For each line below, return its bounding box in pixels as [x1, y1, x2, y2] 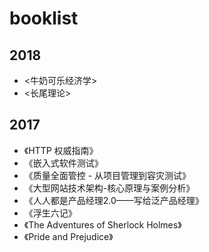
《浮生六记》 [23, 207, 77, 219]
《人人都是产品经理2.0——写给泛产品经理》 [23, 194, 204, 206]
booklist [9, 7, 79, 30]
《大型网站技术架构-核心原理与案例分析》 [23, 182, 196, 194]
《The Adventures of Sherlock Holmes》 [23, 218, 182, 231]
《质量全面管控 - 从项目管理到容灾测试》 [23, 169, 192, 181]
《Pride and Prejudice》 [23, 230, 114, 242]
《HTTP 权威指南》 [23, 144, 99, 156]
